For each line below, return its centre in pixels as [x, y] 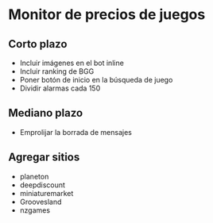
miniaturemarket [46, 193]
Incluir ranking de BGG [57, 71]
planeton [34, 176]
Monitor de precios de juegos [107, 15]
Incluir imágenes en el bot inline [72, 63]
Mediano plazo [46, 113]
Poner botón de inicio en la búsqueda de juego [96, 80]
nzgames [35, 210]
